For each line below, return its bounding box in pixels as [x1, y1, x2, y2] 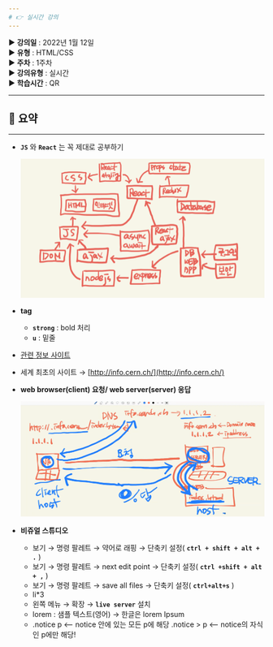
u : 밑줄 [32, 333, 56, 343]
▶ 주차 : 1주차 [8, 58, 53, 67]
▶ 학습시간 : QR [8, 78, 59, 88]
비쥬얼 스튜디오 [19, 526, 69, 536]
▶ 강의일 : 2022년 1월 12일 [8, 37, 95, 47]
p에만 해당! [41, 630, 76, 640]
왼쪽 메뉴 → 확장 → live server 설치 [32, 599, 151, 609]
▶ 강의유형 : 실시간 [8, 67, 69, 77]
